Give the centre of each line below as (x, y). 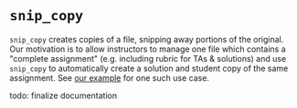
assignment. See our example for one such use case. (110, 78)
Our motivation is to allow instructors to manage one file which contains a (148, 49)
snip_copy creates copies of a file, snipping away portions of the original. (147, 39)
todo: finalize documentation (63, 95)
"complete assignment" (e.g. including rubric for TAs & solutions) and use (148, 58)
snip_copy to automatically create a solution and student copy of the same (149, 68)
